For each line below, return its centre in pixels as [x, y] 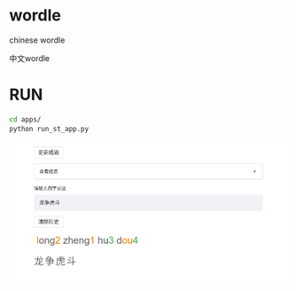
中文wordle [30, 58]
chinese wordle [37, 40]
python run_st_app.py [49, 129]
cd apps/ [25, 119]
